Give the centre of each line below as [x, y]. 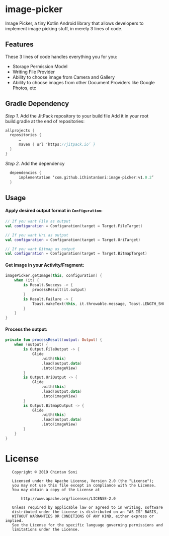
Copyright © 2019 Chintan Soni [45, 472]
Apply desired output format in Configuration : [54, 211]
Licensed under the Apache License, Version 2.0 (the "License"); [83, 481]
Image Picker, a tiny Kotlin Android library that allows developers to [74, 23]
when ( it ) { [27, 280]
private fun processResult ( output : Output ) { [54, 340]
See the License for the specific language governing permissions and [88, 525]
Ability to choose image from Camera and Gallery [64, 77]
